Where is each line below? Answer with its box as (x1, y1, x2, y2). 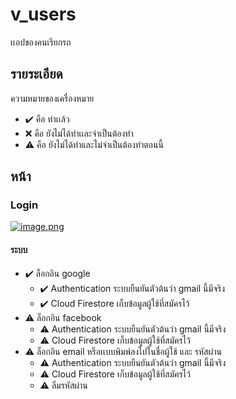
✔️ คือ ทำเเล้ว (24, 113, 70, 125)
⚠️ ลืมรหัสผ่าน (39, 379, 88, 391)
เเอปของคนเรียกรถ (10, 36, 72, 48)
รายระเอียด (10, 66, 63, 83)
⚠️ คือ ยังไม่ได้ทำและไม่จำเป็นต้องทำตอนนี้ (24, 138, 164, 150)
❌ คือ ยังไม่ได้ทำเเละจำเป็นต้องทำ (24, 127, 134, 139)
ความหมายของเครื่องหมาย (10, 92, 95, 104)
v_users (10, 3, 77, 26)
